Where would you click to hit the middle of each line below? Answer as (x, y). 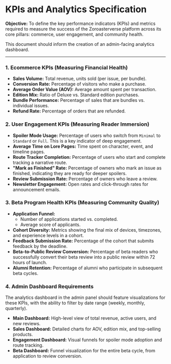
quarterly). (16, 309)
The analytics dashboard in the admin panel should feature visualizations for (85, 298)
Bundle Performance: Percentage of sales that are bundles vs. (79, 100)
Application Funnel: (34, 214)
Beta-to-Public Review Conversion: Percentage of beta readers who (85, 251)
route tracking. (28, 345)
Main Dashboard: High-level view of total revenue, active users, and (84, 318)
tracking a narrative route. (40, 162)
